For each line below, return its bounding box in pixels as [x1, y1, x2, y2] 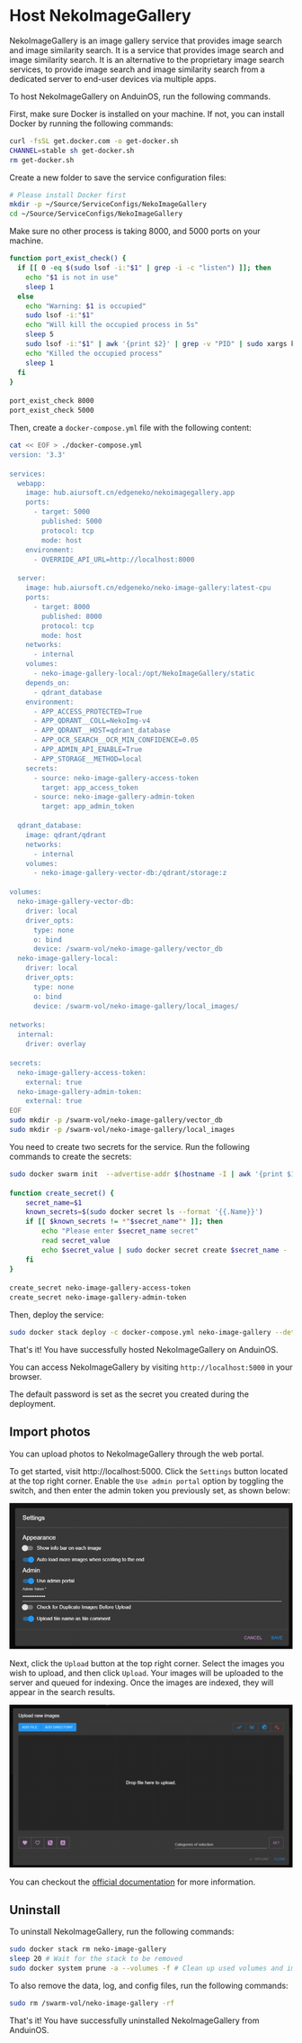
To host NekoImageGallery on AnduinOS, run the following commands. [9, 91, 271, 102]
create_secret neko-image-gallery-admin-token [9, 1293, 187, 1302]
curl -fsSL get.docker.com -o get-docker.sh [9, 136, 179, 145]
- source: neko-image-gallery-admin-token [32, 792, 195, 802]
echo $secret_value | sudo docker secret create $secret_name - [41, 1245, 288, 1254]
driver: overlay [25, 1040, 87, 1049]
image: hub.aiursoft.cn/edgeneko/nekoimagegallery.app [25, 488, 235, 497]
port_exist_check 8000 [9, 397, 94, 406]
